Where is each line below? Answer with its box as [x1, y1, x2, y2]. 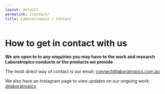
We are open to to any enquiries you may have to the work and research [5, 54, 156, 60]
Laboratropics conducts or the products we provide [5, 59, 113, 65]
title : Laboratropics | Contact [5, 16, 72, 21]
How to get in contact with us [5, 37, 127, 49]
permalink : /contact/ [5, 12, 50, 17]
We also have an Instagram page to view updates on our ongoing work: [5, 78, 150, 84]
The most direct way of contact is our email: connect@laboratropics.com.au [5, 68, 160, 74]
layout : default [5, 7, 39, 12]
